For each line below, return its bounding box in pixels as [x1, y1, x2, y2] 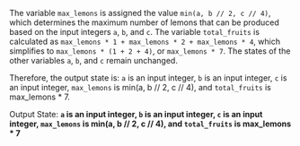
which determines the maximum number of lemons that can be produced [9, 17, 280, 28]
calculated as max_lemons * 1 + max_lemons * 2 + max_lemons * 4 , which [9, 36, 281, 47]
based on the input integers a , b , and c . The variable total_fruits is [9, 27, 260, 37]
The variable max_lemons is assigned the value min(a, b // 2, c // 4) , [9, 8, 271, 18]
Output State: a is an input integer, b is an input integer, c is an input [9, 109, 263, 119]
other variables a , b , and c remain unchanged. [9, 56, 178, 65]
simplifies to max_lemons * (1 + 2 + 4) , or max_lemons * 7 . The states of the [9, 46, 291, 56]
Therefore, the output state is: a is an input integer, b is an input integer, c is [9, 73, 287, 83]
